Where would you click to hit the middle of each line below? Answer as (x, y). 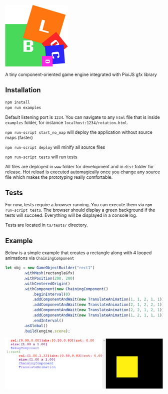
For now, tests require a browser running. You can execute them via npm (79, 205)
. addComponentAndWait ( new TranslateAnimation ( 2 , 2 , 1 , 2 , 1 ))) (99, 310)
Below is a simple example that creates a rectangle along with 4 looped (78, 253)
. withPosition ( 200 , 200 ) (49, 278)
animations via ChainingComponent (40, 258)
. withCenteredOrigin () (47, 284)
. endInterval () (48, 320)
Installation (23, 90)
